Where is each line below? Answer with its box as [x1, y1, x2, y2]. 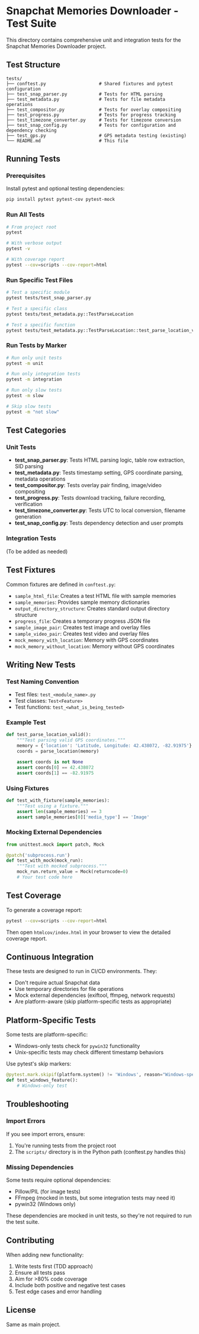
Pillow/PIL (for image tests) [14, 1188, 81, 1195]
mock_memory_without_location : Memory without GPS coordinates [14, 642, 175, 650]
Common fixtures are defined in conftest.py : [6, 581, 116, 588]
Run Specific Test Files [6, 276, 73, 284]
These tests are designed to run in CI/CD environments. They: [6, 968, 158, 975]
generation [14, 513, 41, 520]
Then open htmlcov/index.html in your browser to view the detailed [6, 929, 171, 936]
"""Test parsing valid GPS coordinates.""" [17, 737, 126, 743]
